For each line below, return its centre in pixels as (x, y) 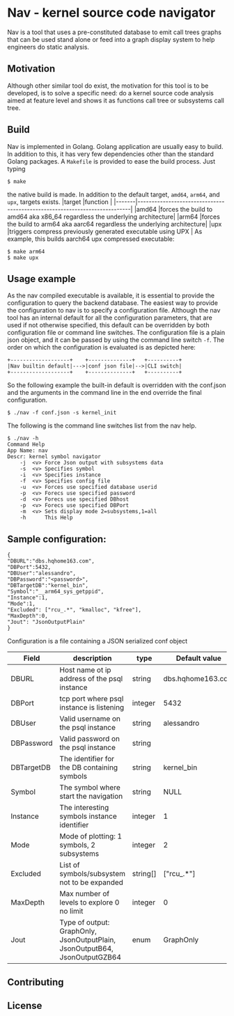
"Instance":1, (28, 598)
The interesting (84, 808)
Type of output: (85, 923)
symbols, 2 (78, 845)
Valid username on (90, 719)
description (93, 658)
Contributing (36, 982)
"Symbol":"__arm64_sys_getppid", (56, 592)
